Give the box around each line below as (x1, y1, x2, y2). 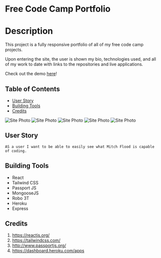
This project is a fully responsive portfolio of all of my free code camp (5, 42, 144, 48)
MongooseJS (12, 190, 39, 196)
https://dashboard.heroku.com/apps (12, 248, 85, 254)
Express (12, 205, 29, 211)
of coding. (5, 148, 27, 153)
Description (5, 26, 53, 37)
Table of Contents (5, 85, 60, 93)
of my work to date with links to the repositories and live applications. (5, 62, 144, 67)
